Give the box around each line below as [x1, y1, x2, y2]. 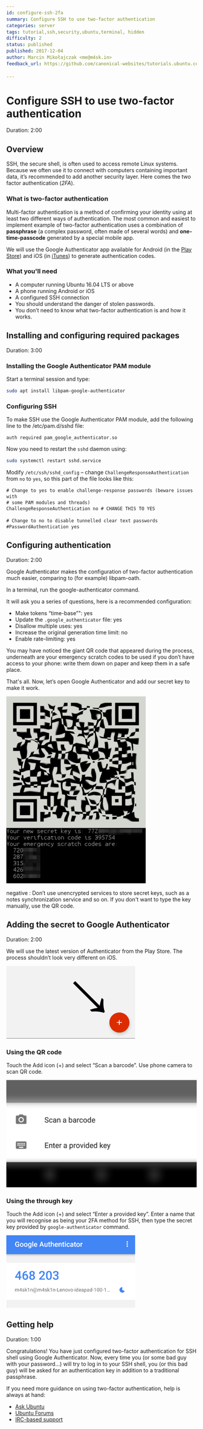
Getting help [6, 1320, 54, 1330]
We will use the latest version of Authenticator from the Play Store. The [6, 947, 183, 955]
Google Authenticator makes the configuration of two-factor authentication [6, 568, 193, 575]
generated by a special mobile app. [47, 234, 135, 241]
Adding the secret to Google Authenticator [6, 920, 170, 930]
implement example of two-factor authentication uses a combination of [6, 221, 183, 228]
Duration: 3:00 [6, 346, 42, 353]
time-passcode [6, 234, 46, 241]
